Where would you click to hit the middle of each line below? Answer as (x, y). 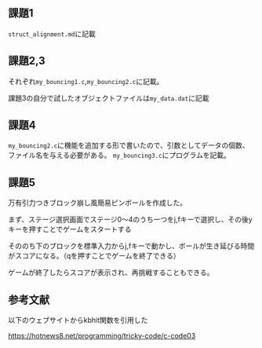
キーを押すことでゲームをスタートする (70, 229)
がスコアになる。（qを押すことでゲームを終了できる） (94, 256)
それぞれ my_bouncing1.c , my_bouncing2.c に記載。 (86, 81)
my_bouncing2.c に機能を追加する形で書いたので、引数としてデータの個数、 (129, 145)
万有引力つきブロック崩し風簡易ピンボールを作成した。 (97, 203)
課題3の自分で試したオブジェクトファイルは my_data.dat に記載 (109, 98)
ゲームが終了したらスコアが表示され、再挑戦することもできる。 (111, 273)
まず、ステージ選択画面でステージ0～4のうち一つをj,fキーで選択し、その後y (130, 220)
